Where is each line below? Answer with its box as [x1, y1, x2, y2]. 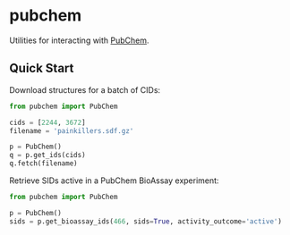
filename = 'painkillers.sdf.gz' [9, 126, 134, 135]
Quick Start [9, 61, 74, 76]
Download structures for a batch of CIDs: [9, 84, 161, 95]
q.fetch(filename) [9, 159, 78, 168]
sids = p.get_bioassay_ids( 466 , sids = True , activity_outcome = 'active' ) [9, 216, 282, 226]
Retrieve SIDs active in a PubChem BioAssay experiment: [9, 175, 219, 186]
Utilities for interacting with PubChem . [9, 35, 149, 46]
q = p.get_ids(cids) [9, 151, 87, 160]
